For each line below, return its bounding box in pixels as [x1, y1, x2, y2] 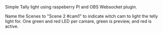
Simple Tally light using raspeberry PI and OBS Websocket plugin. [5, 4, 138, 10]
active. [5, 23, 19, 29]
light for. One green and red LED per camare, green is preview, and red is [5, 19, 152, 24]
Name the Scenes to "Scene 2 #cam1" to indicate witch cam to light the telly [5, 13, 158, 19]
